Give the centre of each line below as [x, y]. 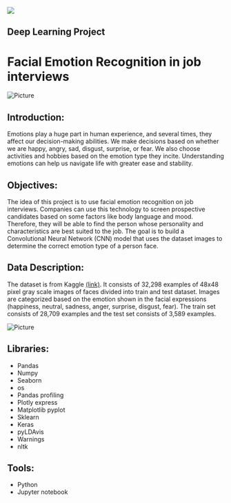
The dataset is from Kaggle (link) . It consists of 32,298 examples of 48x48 [113, 284]
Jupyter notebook [42, 492]
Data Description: [46, 267]
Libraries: [28, 349]
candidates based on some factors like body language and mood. [100, 216]
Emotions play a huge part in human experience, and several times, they [110, 134]
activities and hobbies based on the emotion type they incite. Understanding [115, 156]
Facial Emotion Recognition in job [104, 62]
